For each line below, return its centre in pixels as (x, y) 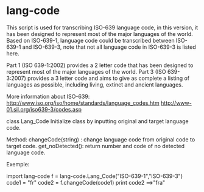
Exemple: (18, 164)
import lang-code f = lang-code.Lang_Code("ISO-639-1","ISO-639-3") (94, 176)
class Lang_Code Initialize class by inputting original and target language (97, 121)
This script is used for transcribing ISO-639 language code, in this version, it (102, 27)
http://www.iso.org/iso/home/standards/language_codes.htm (83, 103)
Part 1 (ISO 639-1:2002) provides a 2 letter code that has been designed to (100, 65)
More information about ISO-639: (48, 96)
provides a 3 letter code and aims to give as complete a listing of (108, 78)
